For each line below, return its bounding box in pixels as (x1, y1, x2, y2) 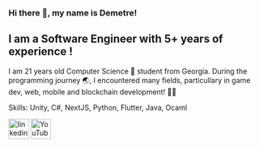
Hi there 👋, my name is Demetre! (8, 7, 138, 19)
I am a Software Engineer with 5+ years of (8, 32, 223, 46)
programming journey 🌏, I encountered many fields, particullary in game (8, 75, 251, 85)
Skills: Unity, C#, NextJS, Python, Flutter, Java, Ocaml (8, 103, 188, 112)
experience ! (8, 44, 73, 59)
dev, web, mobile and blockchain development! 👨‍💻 (8, 86, 177, 96)
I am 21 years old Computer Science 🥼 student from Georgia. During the (8, 66, 248, 76)
